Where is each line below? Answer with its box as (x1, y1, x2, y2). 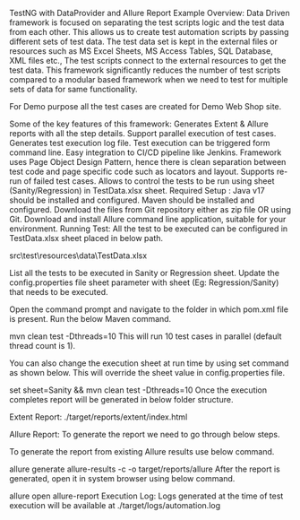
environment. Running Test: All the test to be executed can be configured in (9, 223, 288, 234)
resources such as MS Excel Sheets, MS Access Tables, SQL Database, (9, 46, 273, 56)
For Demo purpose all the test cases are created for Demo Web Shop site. (9, 101, 282, 111)
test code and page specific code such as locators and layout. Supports (9, 166, 275, 177)
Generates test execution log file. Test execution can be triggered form (9, 138, 270, 148)
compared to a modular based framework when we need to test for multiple (9, 74, 288, 84)
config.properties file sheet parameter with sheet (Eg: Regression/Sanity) (9, 277, 279, 288)
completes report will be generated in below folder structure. (9, 394, 234, 404)
